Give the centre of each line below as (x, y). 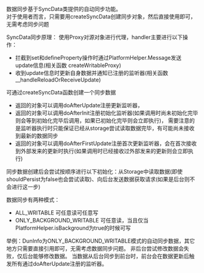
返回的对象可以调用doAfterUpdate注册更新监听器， (79, 105)
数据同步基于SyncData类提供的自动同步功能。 (64, 9)
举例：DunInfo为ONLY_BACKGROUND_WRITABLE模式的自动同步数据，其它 (101, 241)
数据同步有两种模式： (33, 200)
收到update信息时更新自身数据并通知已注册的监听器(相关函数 (92, 73)
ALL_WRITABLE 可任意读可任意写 (57, 213)
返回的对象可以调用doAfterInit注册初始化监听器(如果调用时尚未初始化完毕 (107, 113)
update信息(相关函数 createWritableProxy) (68, 65)
